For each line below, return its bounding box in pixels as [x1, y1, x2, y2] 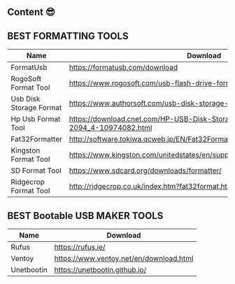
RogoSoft [10, 74, 42, 84]
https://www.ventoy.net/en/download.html [54, 254, 194, 264]
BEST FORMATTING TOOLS [7, 30, 129, 42]
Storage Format [10, 103, 62, 113]
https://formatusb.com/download [69, 63, 178, 73]
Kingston [10, 145, 41, 155]
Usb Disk [10, 94, 41, 104]
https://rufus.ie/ [54, 242, 106, 252]
